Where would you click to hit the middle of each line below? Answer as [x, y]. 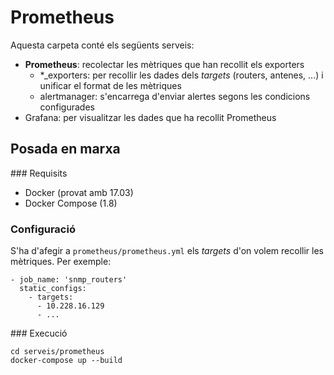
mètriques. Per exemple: [61, 262]
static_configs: [53, 289]
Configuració [43, 229]
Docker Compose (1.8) [71, 203]
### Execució [39, 333]
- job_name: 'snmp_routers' [69, 280]
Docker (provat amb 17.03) [79, 192]
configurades [67, 107]
